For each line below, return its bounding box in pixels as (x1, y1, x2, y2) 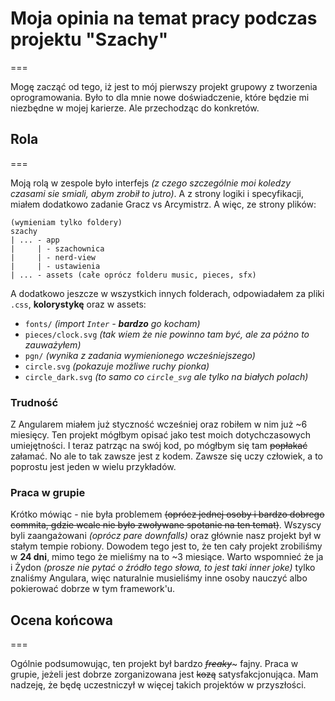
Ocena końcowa (10, 612, 113, 629)
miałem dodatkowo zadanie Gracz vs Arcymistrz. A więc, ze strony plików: (10, 198, 317, 210)
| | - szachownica (10, 243, 105, 254)
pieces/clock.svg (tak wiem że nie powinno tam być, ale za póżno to (24, 328, 310, 340)
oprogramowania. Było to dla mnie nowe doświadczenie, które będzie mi (10, 91, 310, 103)
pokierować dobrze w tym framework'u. (10, 583, 176, 595)
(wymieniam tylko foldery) (10, 217, 123, 227)
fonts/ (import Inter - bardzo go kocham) (24, 317, 201, 329)
